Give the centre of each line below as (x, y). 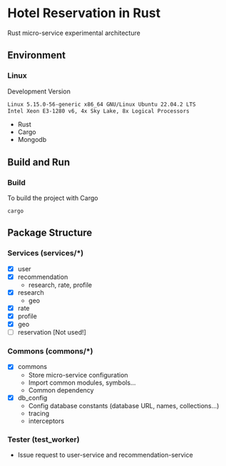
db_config (32, 397)
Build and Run (38, 162)
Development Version (39, 91)
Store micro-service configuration (78, 375)
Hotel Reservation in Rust (84, 13)
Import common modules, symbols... (82, 383)
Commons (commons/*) (50, 351)
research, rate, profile (60, 285)
